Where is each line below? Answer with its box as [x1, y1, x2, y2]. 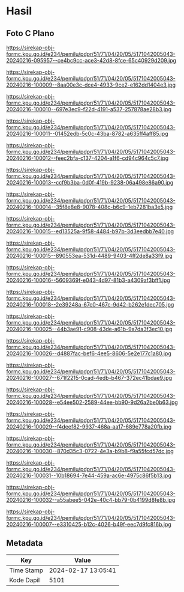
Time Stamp [9, 566, 44, 575]
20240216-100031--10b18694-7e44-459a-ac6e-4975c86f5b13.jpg [6, 472, 172, 479]
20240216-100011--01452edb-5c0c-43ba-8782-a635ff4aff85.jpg [6, 130, 169, 137]
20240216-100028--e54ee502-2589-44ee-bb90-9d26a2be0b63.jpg [6, 398, 178, 406]
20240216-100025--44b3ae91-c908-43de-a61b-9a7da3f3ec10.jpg [6, 326, 173, 332]
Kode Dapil [9, 576, 40, 584]
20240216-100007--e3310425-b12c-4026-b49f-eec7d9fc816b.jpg [6, 521, 172, 528]
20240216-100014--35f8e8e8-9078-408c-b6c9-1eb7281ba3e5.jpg [6, 203, 173, 210]
